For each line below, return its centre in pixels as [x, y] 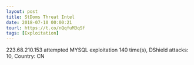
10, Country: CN [25, 56]
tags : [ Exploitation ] [33, 33]
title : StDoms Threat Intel [41, 17]
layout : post [22, 11]
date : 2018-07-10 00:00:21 [39, 22]
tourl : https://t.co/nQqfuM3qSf [46, 28]
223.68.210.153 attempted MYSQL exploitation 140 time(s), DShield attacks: [97, 50]
